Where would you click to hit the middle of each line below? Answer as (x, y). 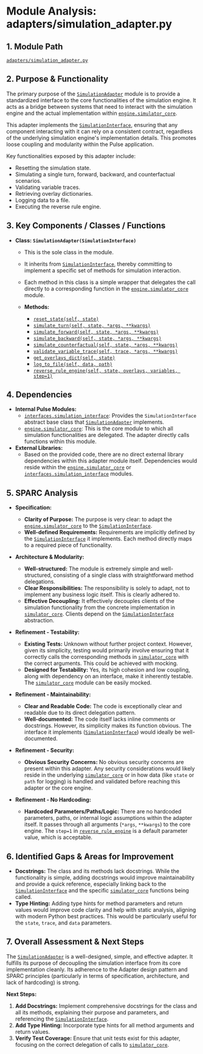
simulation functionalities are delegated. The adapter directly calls (107, 435)
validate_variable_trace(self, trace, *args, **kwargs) (105, 351)
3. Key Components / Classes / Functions (86, 226)
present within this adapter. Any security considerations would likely (109, 769)
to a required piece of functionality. (68, 545)
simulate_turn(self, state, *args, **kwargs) (92, 325)
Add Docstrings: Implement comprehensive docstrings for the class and (106, 1006)
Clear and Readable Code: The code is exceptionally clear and (103, 706)
